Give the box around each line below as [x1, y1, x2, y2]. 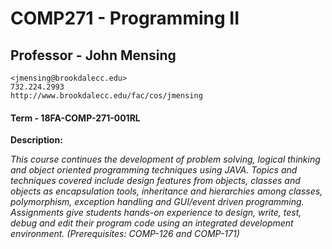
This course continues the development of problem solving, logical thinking [10, 153, 321, 166]
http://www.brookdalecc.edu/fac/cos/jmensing [10, 91, 203, 101]
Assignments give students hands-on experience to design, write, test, [10, 207, 302, 219]
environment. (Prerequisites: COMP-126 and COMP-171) [10, 228, 240, 240]
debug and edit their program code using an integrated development [10, 217, 294, 229]
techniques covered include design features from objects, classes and [10, 175, 301, 187]
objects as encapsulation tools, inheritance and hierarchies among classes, [10, 185, 323, 197]
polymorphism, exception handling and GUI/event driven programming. [10, 196, 305, 208]
